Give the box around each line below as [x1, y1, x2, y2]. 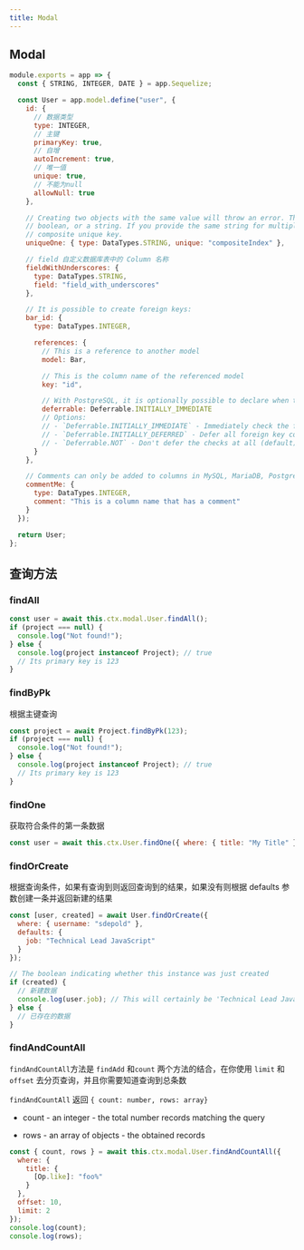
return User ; [17, 530, 67, 540]
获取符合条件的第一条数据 [9, 820, 105, 831]
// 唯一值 [33, 163, 67, 172]
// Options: [42, 414, 88, 423]
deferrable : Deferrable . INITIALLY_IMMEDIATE [42, 405, 213, 414]
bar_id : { [25, 314, 63, 323]
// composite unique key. [25, 230, 124, 239]
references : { [33, 338, 88, 347]
